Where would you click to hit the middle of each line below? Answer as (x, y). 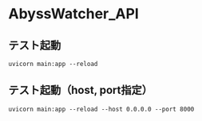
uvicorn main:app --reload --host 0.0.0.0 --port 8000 (101, 109)
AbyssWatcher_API (74, 14)
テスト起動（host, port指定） (81, 90)
